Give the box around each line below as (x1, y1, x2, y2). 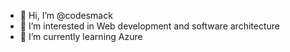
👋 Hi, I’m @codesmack (19, 10, 113, 21)
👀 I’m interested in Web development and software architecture (19, 20, 280, 32)
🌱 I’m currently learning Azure (19, 31, 143, 42)
